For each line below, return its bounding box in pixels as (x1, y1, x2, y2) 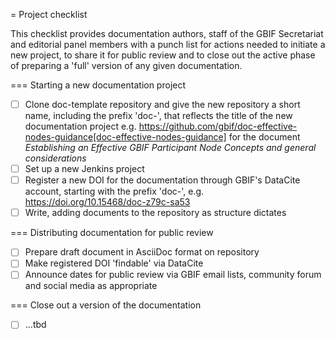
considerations (24, 152, 87, 164)
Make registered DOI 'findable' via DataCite (24, 257, 204, 269)
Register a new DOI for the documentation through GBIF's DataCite (24, 174, 301, 186)
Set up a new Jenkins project (24, 163, 145, 175)
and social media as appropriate (24, 280, 158, 292)
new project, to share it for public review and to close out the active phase (10, 49, 316, 61)
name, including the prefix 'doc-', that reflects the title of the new (24, 110, 293, 122)
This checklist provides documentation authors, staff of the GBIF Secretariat (10, 28, 324, 39)
